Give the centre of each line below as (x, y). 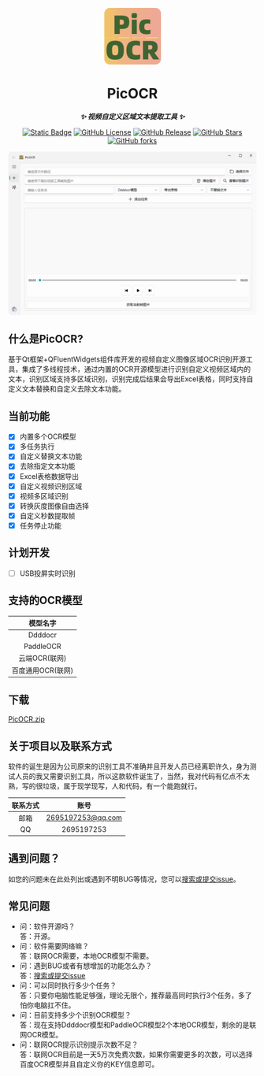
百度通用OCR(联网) (42, 670)
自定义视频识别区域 (51, 486)
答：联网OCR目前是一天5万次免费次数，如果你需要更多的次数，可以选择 (136, 1055)
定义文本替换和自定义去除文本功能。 (67, 389)
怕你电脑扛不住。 (47, 1005)
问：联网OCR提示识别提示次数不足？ (79, 1044)
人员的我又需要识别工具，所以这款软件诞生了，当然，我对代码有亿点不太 (132, 777)
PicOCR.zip (26, 719)
